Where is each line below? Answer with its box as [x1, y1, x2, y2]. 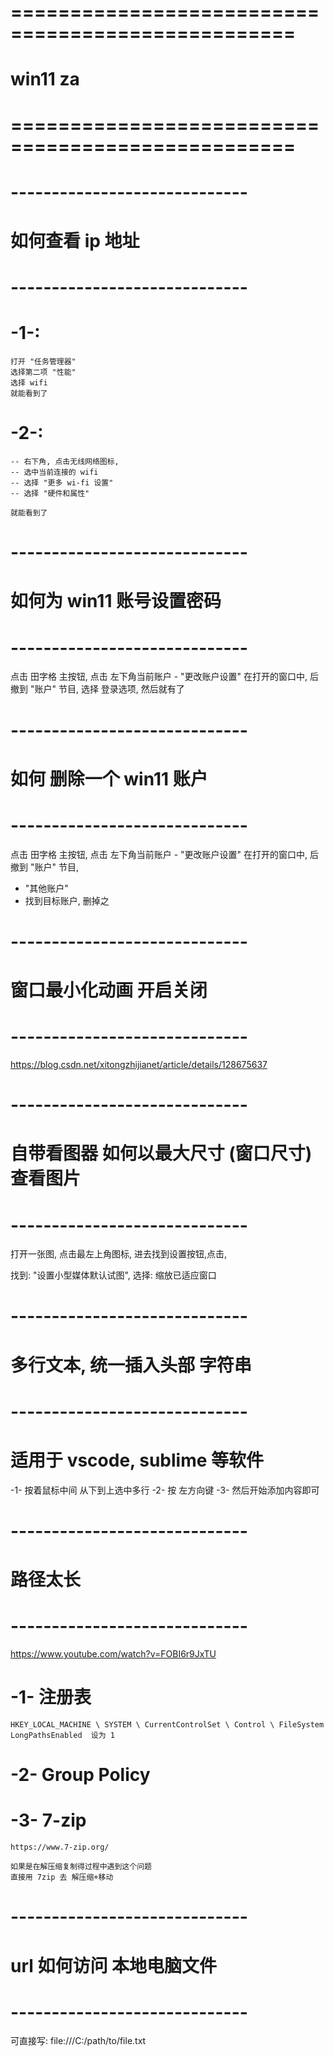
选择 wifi [10, 378, 48, 388]
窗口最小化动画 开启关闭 [10, 979, 208, 1001]
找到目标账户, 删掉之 [24, 894, 110, 906]
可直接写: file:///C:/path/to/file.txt [10, 2035, 147, 2047]
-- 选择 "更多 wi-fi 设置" [10, 478, 114, 488]
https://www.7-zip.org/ [10, 1842, 110, 1853]
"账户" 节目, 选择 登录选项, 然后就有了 [29, 683, 185, 695]
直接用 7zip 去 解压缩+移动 [10, 1872, 114, 1883]
